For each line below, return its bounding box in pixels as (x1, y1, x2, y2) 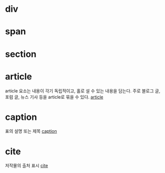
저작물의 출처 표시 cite (5, 163, 48, 169)
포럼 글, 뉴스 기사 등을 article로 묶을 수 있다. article (5, 94, 103, 100)
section (5, 48, 37, 59)
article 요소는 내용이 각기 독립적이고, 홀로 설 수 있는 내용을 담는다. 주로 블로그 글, (5, 87, 161, 94)
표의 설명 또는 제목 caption (5, 128, 58, 134)
